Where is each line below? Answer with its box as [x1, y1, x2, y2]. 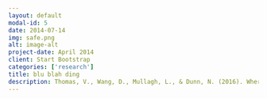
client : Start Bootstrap [8, 56, 91, 64]
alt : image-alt [8, 41, 59, 49]
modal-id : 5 [8, 19, 48, 27]
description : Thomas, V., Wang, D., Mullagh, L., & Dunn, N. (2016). [8, 77, 244, 85]
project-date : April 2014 [8, 48, 94, 56]
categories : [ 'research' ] [8, 63, 94, 71]
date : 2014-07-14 [8, 26, 66, 34]
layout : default [8, 11, 62, 20]
